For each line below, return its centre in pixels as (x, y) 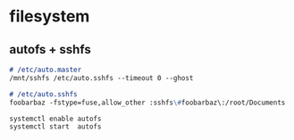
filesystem (50, 16)
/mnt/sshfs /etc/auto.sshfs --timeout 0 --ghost (101, 78)
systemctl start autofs (55, 127)
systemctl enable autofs (55, 119)
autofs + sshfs (50, 49)
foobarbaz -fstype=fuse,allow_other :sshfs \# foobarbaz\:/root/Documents (147, 103)
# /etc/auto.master (46, 70)
